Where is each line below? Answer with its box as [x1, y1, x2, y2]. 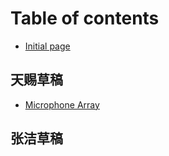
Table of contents [10, 7, 160, 30]
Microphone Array [24, 98, 100, 111]
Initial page [24, 40, 71, 52]
